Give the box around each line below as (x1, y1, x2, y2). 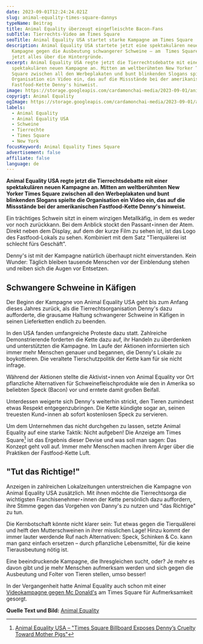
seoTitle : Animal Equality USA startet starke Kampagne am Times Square (6, 37, 193, 43)
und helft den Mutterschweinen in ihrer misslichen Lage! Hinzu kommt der (6, 527, 190, 534)
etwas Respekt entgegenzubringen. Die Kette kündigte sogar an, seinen (6, 405, 185, 412)
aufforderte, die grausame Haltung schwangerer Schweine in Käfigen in (6, 311, 185, 319)
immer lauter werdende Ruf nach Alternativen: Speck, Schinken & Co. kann (6, 533, 193, 540)
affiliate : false (6, 155, 50, 161)
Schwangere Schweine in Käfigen (6, 282, 137, 293)
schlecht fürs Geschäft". (6, 240, 66, 248)
